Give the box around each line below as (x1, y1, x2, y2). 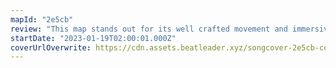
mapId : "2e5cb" (10, 14, 74, 25)
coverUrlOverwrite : (10, 42, 92, 53)
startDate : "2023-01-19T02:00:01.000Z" (10, 33, 177, 43)
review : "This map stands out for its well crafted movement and (10, 24, 288, 34)
